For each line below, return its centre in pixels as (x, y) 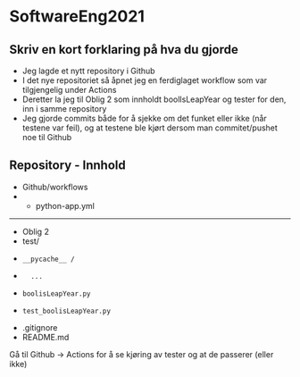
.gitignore (40, 327)
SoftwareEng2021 (77, 17)
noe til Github (47, 137)
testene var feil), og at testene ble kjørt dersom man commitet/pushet (150, 128)
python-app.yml (65, 205)
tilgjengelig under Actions (69, 90)
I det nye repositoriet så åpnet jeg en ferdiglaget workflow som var (145, 80)
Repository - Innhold (68, 166)
